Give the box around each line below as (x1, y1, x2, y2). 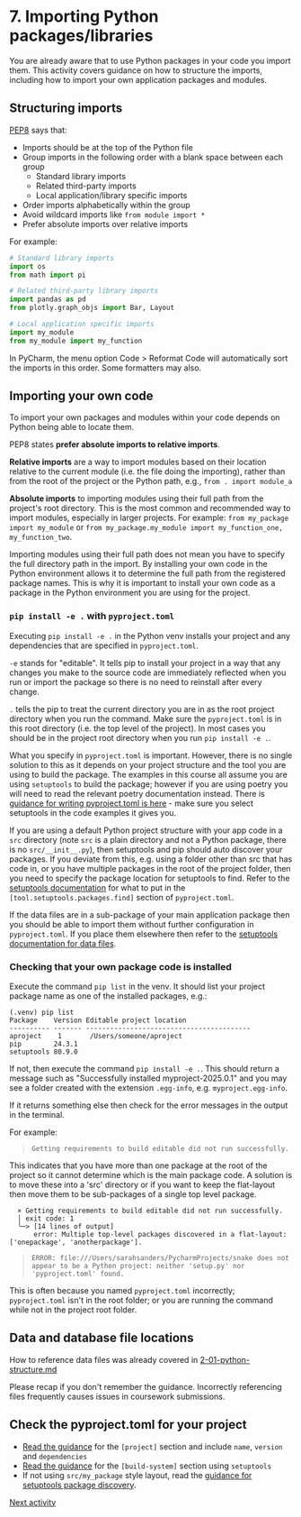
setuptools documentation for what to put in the (9, 882, 186, 893)
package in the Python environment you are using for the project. (9, 588, 251, 599)
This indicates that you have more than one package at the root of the (9, 1160, 268, 1171)
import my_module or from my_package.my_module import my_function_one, (9, 522, 283, 533)
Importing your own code (9, 388, 155, 404)
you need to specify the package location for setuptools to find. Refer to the (9, 873, 290, 883)
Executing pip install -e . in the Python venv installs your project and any (9, 630, 290, 641)
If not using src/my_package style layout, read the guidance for (22, 1469, 252, 1480)
